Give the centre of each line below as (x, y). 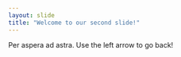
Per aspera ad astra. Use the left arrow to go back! (91, 45)
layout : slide (32, 15)
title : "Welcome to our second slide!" (74, 23)
